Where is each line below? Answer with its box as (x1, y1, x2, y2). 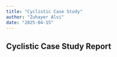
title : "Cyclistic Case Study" (6, 8, 83, 15)
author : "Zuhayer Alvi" (6, 14, 65, 20)
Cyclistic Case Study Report (6, 41, 112, 51)
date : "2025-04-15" (6, 19, 54, 25)
